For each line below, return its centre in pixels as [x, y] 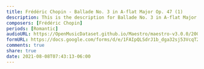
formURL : [17, 40]
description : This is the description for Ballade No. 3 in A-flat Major [102, 17]
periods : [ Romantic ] [32, 28]
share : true [21, 51]
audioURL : [19, 34]
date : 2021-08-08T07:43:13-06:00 [49, 56]
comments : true [25, 46]
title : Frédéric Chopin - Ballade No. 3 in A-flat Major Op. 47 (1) [95, 12]
